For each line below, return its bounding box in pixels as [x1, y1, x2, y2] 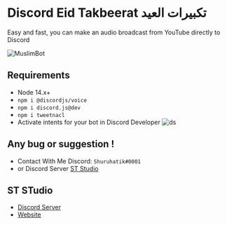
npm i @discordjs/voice [17, 97, 88, 104]
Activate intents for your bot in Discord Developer [17, 118, 161, 126]
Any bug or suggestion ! [7, 138, 115, 150]
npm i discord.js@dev [17, 104, 81, 111]
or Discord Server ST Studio [17, 164, 99, 172]
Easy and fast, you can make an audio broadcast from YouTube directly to [7, 28, 221, 36]
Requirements [7, 69, 70, 81]
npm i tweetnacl [17, 111, 65, 118]
